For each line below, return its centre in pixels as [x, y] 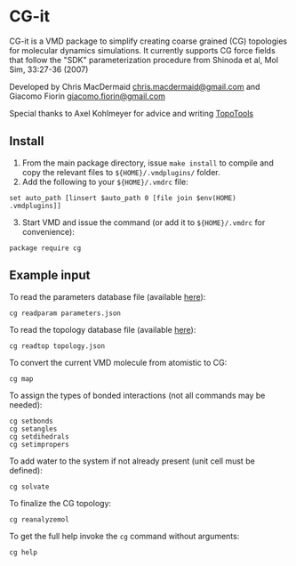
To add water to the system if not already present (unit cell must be [132, 461]
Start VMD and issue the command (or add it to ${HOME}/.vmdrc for [144, 222]
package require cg [45, 248]
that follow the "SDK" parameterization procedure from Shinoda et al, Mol [144, 60]
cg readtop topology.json [57, 346]
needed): [26, 404]
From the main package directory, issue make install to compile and [148, 163]
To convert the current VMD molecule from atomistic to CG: [118, 362]
